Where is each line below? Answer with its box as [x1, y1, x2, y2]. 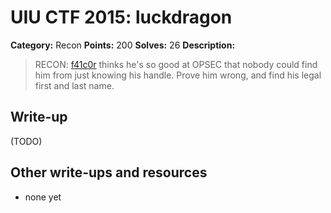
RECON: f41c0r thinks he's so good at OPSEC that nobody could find [34, 58, 318, 70]
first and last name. [34, 79, 115, 91]
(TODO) [10, 135, 43, 147]
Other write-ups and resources [10, 164, 208, 181]
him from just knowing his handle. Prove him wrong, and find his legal [34, 69, 322, 81]
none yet [24, 191, 62, 203]
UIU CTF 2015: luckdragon [10, 6, 233, 29]
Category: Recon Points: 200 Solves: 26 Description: [10, 39, 236, 51]
